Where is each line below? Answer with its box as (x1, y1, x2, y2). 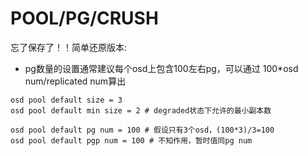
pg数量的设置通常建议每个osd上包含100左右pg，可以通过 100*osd (24, 62, 299, 74)
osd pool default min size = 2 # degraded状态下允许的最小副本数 (10, 105, 272, 116)
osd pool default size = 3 (10, 95, 123, 105)
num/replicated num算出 (24, 75, 127, 87)
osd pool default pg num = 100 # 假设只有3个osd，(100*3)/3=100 (10, 125, 275, 135)
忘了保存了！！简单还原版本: (10, 41, 128, 53)
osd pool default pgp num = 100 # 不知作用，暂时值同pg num (10, 135, 253, 146)
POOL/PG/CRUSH (10, 7, 159, 30)
